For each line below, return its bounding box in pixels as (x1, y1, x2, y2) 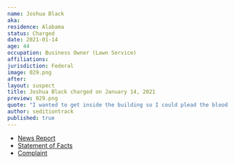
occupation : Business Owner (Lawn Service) (7, 50, 137, 57)
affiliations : (7, 56, 49, 63)
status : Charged (7, 29, 55, 37)
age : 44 (7, 43, 30, 50)
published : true (7, 114, 55, 121)
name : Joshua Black (7, 10, 65, 18)
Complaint (17, 149, 48, 157)
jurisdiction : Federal (7, 62, 74, 69)
